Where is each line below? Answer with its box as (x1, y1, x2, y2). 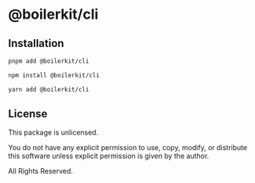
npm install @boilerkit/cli (8, 71, 100, 79)
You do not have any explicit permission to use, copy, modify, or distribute (8, 143, 248, 152)
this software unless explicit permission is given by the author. (8, 151, 209, 161)
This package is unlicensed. (8, 127, 99, 138)
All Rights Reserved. (8, 167, 73, 176)
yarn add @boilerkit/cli (8, 85, 89, 93)
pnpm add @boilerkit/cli (8, 57, 89, 65)
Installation (8, 37, 64, 50)
